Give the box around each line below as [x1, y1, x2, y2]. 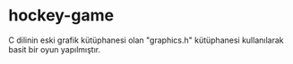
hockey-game [8, 5, 114, 26]
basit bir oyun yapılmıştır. [8, 44, 100, 54]
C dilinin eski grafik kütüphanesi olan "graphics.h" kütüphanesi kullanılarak [8, 35, 284, 45]
